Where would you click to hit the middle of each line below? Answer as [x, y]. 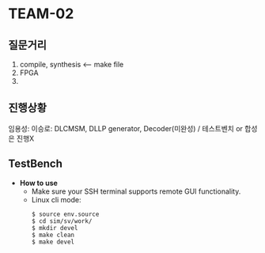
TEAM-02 [41, 14]
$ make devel [53, 242]
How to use [38, 183]
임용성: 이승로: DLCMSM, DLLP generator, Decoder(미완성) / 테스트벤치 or [126, 128]
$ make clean [53, 235]
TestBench [36, 164]
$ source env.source [65, 214]
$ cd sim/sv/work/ [62, 221]
